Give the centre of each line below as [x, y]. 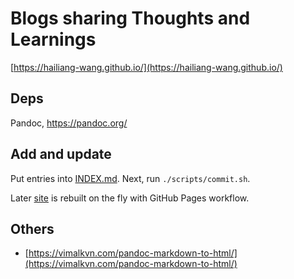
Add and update [61, 154]
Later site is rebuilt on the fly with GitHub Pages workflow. [130, 198]
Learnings [53, 39]
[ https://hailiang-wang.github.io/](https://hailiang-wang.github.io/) [146, 67]
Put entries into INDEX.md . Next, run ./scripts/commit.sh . [130, 178]
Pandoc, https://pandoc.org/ [69, 123]
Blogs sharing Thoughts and [130, 18]
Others [32, 228]
